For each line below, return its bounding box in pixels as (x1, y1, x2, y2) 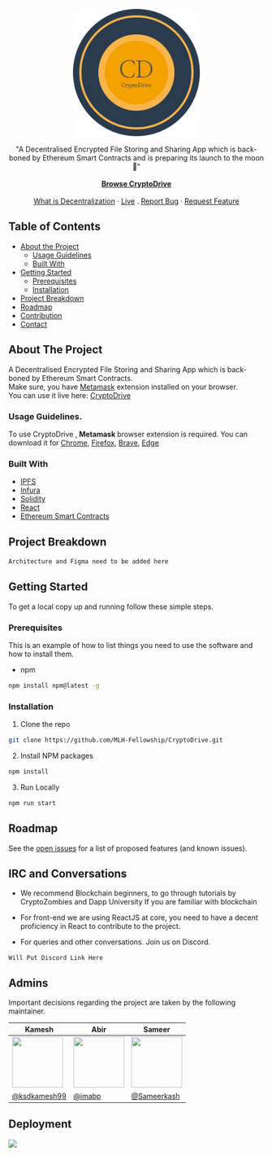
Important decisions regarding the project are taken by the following (8, 998, 236, 1008)
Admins (8, 976, 49, 990)
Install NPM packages (19, 751, 93, 761)
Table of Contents (8, 220, 101, 234)
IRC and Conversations (8, 867, 127, 881)
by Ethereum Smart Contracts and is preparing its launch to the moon (32, 153, 265, 163)
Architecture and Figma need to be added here (8, 558, 169, 566)
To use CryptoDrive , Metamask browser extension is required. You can (8, 429, 248, 439)
